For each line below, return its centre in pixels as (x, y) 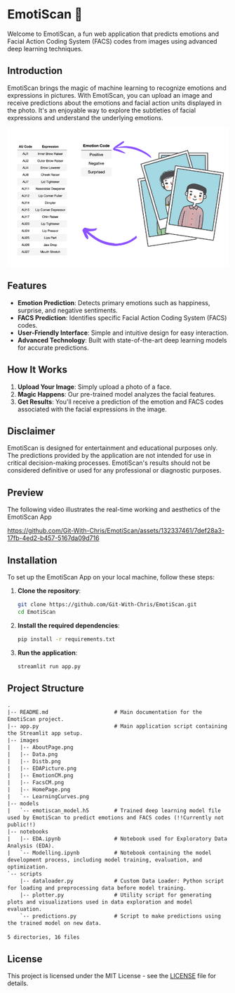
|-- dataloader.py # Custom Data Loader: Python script (122, 881)
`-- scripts (25, 874)
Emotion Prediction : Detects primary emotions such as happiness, (114, 302)
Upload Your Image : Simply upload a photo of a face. (94, 387)
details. (18, 983)
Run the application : (47, 653)
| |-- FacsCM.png (36, 783)
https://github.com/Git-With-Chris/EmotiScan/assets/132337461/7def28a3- (116, 531)
